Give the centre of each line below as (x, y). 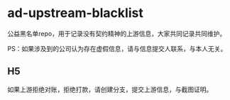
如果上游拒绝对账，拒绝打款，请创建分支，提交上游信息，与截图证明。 (110, 89)
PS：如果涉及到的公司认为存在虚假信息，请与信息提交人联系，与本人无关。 (117, 48)
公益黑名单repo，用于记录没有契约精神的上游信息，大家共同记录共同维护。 (117, 33)
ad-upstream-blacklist (75, 13)
